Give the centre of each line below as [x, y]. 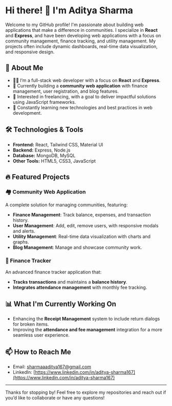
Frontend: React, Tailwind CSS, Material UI [58, 144]
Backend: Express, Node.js [41, 150]
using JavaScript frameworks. [44, 102]
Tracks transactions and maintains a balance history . [70, 282]
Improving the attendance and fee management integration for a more [87, 330]
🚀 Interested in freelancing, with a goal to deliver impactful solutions [84, 96]
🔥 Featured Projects [38, 177]
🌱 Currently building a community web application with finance [80, 86]
